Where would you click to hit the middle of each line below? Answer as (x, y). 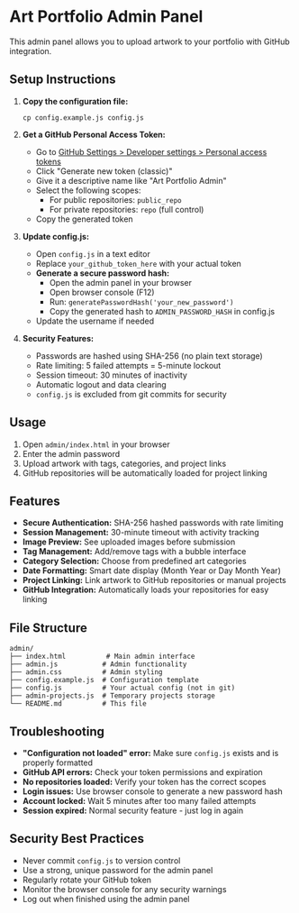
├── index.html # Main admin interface (102, 657)
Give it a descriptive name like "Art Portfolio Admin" (131, 180)
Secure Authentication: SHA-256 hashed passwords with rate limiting (153, 523)
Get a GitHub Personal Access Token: (94, 134)
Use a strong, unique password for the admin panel (118, 870)
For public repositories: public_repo (115, 199)
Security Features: (58, 338)
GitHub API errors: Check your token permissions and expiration (142, 772)
